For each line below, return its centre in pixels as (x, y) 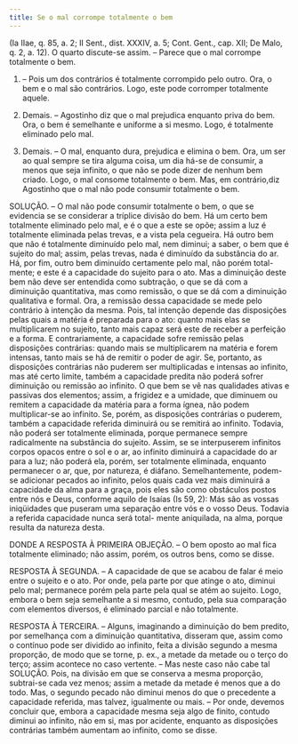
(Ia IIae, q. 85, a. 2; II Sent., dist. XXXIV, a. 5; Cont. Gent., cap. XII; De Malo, (146, 43)
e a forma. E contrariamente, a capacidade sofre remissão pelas (127, 338)
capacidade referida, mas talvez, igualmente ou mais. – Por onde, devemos (147, 701)
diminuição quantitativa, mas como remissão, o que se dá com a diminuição (148, 291)
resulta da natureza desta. (57, 527)
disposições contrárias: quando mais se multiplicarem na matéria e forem (144, 348)
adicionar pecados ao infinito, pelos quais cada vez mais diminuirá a (145, 480)
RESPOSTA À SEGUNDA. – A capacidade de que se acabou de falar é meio (146, 571)
